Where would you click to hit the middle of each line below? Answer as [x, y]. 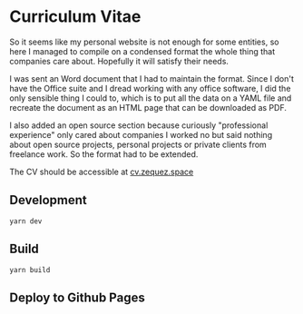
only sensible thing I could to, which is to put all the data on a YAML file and [151, 98]
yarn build [30, 270]
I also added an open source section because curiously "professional [139, 125]
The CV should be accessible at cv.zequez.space [102, 172]
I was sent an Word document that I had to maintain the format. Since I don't [152, 78]
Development [49, 200]
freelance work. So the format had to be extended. [104, 154]
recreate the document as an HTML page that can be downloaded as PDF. [148, 107]
